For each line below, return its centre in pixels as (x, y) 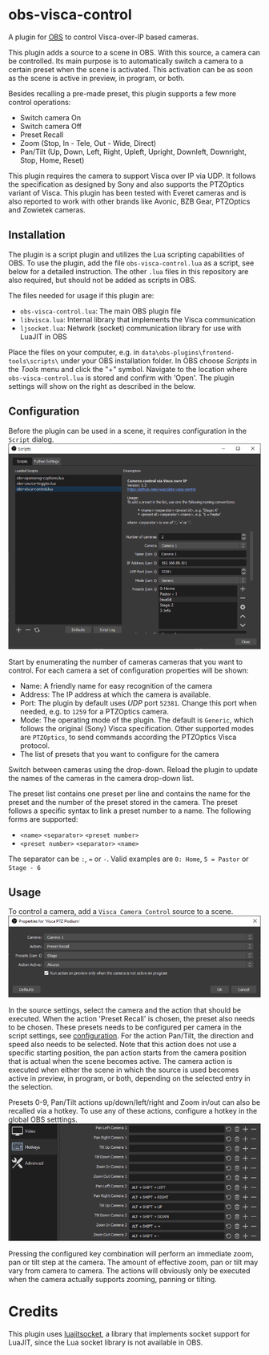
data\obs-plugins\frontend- (188, 353)
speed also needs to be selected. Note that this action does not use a (122, 1044)
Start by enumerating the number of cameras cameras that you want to (126, 661)
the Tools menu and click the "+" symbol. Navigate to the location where (128, 369)
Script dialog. (31, 439)
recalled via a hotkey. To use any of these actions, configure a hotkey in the (133, 1110)
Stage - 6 (25, 868)
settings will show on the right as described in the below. (102, 386)
